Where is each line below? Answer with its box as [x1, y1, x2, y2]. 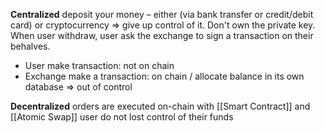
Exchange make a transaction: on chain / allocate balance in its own [24, 70, 305, 82]
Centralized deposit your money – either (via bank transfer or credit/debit [10, 9, 314, 20]
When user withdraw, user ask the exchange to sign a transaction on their [10, 30, 314, 41]
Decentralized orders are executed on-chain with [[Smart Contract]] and [10, 100, 311, 112]
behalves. [10, 40, 51, 52]
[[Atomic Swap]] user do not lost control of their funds [10, 111, 234, 123]
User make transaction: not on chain [24, 60, 175, 71]
